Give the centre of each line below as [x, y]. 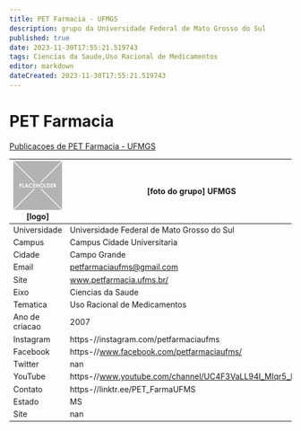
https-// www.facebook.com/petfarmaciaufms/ [156, 351]
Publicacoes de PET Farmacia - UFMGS [83, 146]
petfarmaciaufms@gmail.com [125, 267]
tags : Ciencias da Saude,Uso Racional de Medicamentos [114, 57]
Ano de [26, 317]
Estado [26, 401]
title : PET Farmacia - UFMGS [64, 19]
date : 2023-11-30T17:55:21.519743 [74, 48]
